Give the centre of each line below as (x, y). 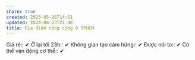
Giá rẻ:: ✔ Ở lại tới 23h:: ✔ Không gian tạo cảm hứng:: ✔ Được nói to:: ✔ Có (98, 45)
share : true (21, 11)
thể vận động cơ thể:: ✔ (35, 51)
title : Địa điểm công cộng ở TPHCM (50, 28)
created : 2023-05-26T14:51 (40, 17)
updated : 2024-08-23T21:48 (40, 22)
